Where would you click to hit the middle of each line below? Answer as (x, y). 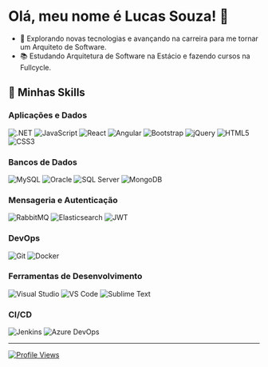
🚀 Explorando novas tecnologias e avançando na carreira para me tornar (139, 38)
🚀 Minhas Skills (47, 92)
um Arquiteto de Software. (63, 46)
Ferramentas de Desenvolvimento (75, 277)
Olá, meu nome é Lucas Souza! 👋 (118, 16)
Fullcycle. (35, 67)
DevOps (24, 238)
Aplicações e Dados (48, 115)
